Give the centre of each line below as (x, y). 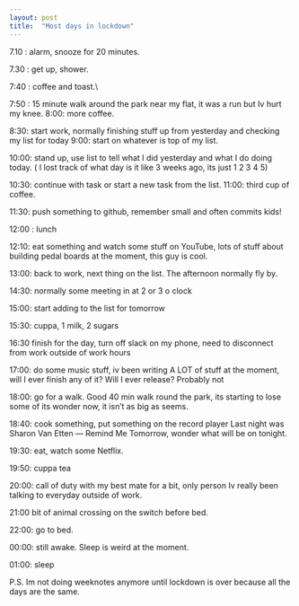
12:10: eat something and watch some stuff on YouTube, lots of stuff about (147, 246)
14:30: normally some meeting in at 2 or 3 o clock (101, 290)
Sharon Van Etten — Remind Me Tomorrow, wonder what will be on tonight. (148, 433)
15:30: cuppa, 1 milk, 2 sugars (64, 325)
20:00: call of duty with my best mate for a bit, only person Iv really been (144, 485)
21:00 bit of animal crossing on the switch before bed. (109, 512)
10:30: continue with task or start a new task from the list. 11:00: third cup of (149, 184)
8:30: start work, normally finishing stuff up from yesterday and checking (145, 130)
